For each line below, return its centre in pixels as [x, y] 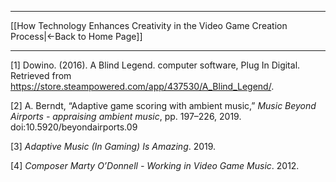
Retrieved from [41, 75]
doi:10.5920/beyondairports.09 [74, 127]
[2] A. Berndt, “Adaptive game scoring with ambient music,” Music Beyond [163, 105]
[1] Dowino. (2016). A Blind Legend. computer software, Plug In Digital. [155, 65]
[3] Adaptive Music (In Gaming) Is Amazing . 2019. [113, 146]
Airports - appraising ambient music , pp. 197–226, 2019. [126, 116]
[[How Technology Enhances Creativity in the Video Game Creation [149, 25]
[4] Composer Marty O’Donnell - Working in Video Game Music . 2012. [155, 165]
